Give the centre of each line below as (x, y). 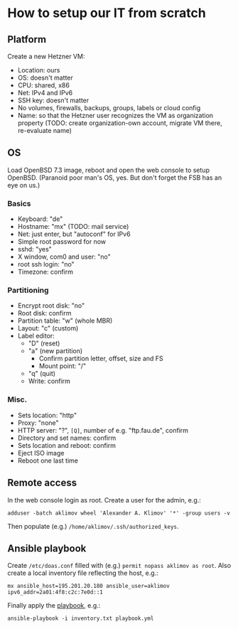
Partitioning (28, 291)
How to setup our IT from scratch (107, 13)
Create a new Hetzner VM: (46, 56)
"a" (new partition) (55, 351)
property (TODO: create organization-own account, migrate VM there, (120, 123)
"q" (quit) (42, 374)
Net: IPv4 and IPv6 (45, 93)
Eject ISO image (41, 453)
